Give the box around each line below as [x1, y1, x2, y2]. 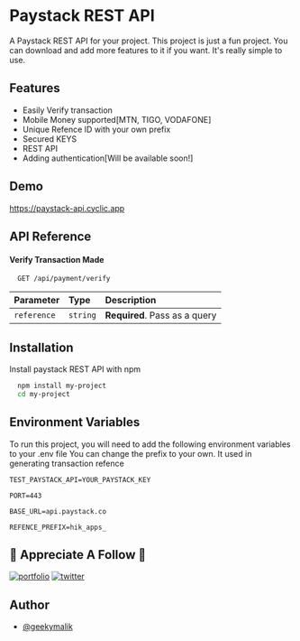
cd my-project [17, 389, 70, 398]
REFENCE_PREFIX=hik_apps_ [9, 523, 106, 532]
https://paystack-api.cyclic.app [9, 202, 125, 213]
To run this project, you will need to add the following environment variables [9, 439, 291, 450]
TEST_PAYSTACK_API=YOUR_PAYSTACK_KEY [9, 475, 151, 484]
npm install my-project [17, 381, 106, 390]
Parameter [14, 294, 60, 307]
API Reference [9, 228, 92, 244]
